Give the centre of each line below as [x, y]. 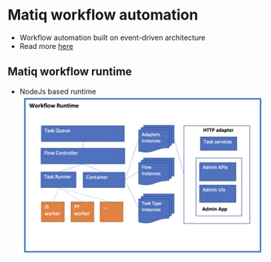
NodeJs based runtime [58, 91]
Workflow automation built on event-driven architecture [112, 37]
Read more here [46, 46]
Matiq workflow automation [103, 15]
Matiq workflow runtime [70, 72]
